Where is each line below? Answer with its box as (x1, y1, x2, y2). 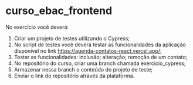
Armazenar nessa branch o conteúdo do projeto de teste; (13, 66, 153, 73)
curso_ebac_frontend (5, 4, 113, 18)
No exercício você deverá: (5, 23, 69, 30)
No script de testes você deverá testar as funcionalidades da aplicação (13, 41, 186, 48)
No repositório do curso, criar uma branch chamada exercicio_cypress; (13, 60, 186, 67)
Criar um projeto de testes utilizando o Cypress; (13, 35, 130, 42)
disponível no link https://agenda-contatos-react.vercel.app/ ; (13, 47, 162, 54)
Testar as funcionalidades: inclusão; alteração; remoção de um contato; (13, 53, 188, 60)
